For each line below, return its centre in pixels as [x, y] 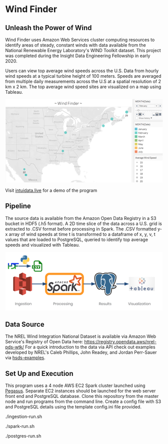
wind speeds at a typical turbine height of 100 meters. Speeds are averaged [83, 76]
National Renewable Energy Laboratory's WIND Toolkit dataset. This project [83, 50]
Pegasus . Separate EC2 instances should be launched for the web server [80, 391]
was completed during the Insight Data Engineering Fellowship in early [78, 56]
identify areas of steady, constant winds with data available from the [75, 45]
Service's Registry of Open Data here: [44, 342]
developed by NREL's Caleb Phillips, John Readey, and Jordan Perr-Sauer [81, 352]
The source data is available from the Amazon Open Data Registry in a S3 [81, 218]
